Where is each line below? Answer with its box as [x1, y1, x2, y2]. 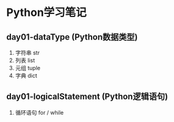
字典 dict [15, 72, 38, 79]
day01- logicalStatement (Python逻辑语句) [6, 91, 169, 102]
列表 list [15, 57, 35, 64]
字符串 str [15, 49, 40, 56]
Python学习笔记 [6, 5, 87, 20]
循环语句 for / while [15, 109, 64, 116]
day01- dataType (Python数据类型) [6, 32, 138, 42]
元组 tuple [15, 65, 41, 71]
